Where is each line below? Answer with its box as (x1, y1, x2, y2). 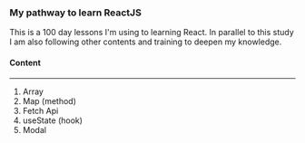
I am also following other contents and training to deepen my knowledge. (9, 36, 282, 47)
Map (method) (22, 95, 77, 106)
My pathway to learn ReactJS (9, 6, 143, 19)
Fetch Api (22, 105, 59, 116)
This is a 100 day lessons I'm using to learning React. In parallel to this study (9, 27, 295, 38)
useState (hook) (22, 115, 84, 126)
